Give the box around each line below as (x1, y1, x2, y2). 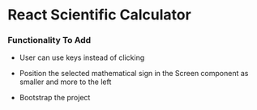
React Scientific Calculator (7, 6, 191, 24)
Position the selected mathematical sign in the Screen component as (19, 69, 249, 78)
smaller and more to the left (19, 77, 112, 87)
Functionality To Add (7, 35, 92, 46)
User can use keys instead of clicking (19, 53, 145, 62)
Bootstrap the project (19, 93, 91, 103)
